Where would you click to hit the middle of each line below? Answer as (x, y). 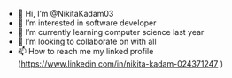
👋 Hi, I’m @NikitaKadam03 (66, 14)
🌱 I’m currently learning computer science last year (111, 32)
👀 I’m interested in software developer (87, 23)
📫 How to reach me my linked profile (85, 51)
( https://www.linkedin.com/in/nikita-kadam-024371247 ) (120, 64)
